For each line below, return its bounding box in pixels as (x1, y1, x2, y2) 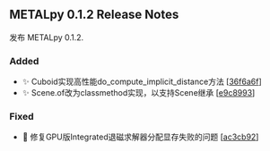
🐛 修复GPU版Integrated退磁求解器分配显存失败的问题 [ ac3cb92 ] (22, 131, 259, 142)
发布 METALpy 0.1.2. (9, 31, 84, 43)
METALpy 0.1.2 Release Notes (9, 7, 179, 22)
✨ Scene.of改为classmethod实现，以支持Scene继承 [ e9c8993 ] (22, 88, 256, 98)
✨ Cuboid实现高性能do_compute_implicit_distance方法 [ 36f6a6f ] (22, 76, 262, 88)
